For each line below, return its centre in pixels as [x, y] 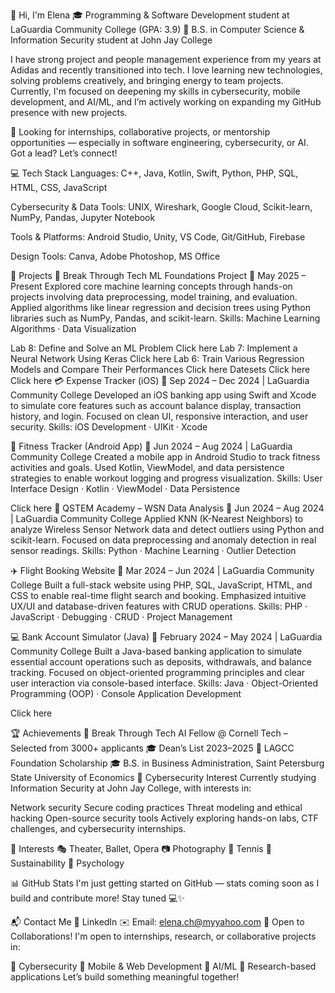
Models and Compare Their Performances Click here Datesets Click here [160, 369]
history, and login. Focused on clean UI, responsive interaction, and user [159, 416]
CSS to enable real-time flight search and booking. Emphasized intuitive [158, 595]
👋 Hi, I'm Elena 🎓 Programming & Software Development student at [150, 15]
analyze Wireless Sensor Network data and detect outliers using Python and [167, 529]
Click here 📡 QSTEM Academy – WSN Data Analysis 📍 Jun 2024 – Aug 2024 [167, 508]
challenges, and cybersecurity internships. [98, 828]
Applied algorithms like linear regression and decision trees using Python [160, 307]
